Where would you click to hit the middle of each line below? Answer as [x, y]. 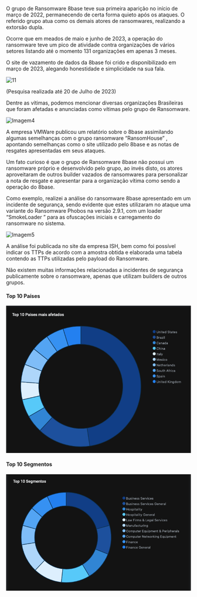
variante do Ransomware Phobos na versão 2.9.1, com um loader [84, 211]
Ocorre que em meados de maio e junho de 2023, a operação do [84, 38]
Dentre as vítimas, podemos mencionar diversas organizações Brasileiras [95, 103]
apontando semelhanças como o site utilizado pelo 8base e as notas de [93, 144]
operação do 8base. [30, 187]
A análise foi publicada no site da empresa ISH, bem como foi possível [91, 246]
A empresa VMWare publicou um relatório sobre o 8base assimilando [90, 132]
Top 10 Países [23, 296]
